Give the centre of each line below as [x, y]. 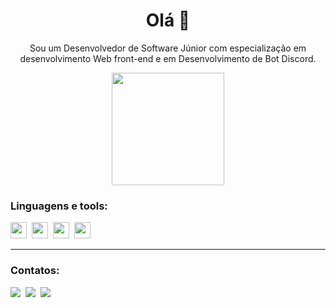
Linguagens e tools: [59, 206]
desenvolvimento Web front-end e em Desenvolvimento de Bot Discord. [168, 58]
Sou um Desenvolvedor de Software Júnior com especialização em [168, 48]
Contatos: [35, 271]
